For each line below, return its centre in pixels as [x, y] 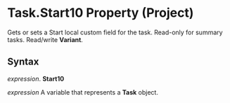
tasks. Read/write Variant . [45, 39]
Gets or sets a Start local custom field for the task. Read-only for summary [115, 32]
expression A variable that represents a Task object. [83, 92]
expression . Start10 [36, 78]
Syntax [23, 62]
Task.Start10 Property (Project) [101, 13]
